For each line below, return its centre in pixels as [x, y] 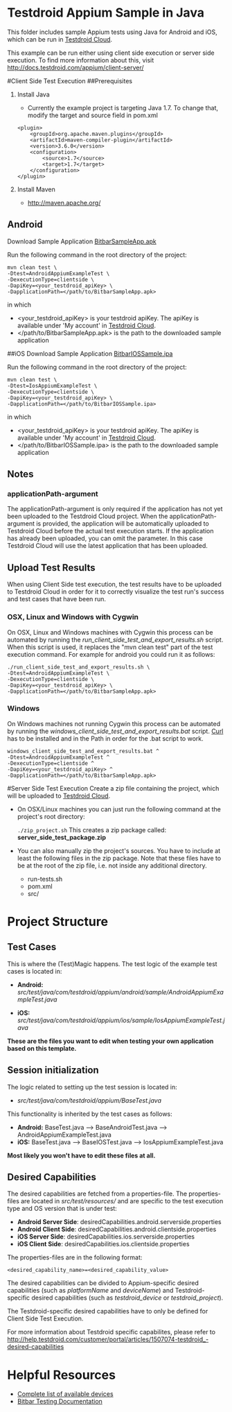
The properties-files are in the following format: [75, 1257]
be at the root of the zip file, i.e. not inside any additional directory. [112, 866]
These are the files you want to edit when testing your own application [110, 1041]
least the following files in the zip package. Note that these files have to [119, 858]
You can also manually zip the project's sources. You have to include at [118, 850]
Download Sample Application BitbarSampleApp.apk [82, 241]
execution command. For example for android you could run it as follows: [111, 654]
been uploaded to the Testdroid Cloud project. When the [88, 516]
